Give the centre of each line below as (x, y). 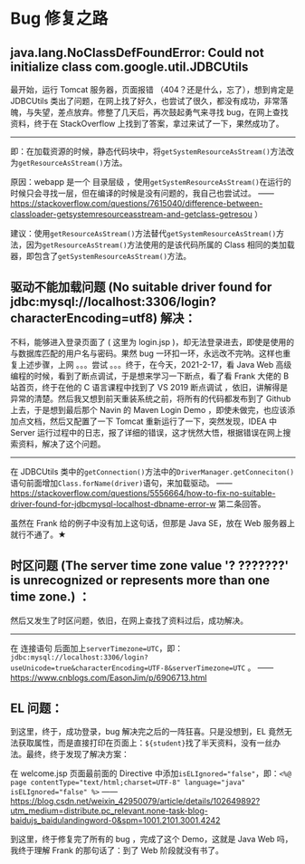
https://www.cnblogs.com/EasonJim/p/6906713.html (109, 677)
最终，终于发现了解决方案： (77, 754)
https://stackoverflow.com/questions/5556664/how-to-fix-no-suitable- (143, 493)
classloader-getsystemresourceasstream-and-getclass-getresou (131, 214)
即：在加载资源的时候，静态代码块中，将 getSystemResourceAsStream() (140, 151)
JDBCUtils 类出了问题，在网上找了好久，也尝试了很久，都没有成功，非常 (145, 101)
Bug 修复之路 (59, 19)
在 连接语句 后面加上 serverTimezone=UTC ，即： (97, 648)
